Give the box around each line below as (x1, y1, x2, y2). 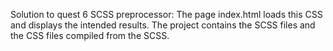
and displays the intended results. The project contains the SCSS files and (10, 19, 316, 31)
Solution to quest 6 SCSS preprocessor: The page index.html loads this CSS (10, 9, 323, 20)
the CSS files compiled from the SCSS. (10, 30, 170, 41)
